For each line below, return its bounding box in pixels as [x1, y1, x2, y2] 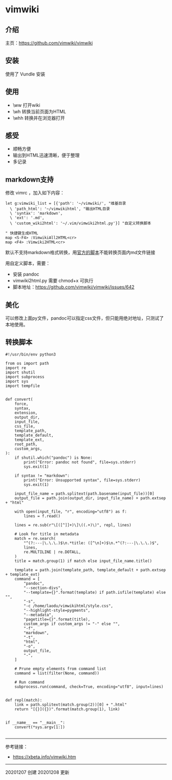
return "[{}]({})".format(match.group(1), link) [14, 707, 120, 712]
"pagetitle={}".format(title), [24, 617, 91, 622]
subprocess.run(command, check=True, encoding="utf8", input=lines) [14, 684, 164, 689]
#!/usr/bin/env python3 [5, 352, 56, 357]
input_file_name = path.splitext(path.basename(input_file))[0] [14, 491, 155, 496]
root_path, [14, 441, 38, 447]
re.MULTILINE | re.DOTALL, [24, 549, 81, 555]
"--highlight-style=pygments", [24, 608, 91, 613]
